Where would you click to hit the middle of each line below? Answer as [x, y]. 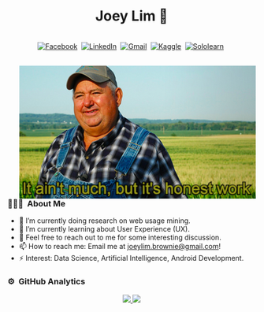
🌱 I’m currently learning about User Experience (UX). [104, 229]
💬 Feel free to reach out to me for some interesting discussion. [120, 238]
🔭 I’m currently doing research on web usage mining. [104, 221]
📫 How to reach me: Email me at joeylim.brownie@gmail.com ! [120, 247]
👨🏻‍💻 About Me [37, 203]
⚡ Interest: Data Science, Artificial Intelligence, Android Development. [131, 258]
